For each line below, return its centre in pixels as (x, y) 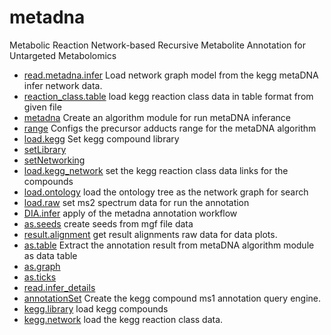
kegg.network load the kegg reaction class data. (123, 319)
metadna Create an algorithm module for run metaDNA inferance (157, 117)
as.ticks (40, 277)
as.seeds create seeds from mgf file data (108, 223)
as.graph (42, 266)
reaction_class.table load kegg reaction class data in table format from (168, 96)
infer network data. (63, 85)
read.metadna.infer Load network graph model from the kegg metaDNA (171, 75)
